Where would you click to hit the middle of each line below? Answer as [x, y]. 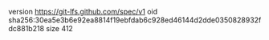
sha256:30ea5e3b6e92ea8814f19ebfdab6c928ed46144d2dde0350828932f [135, 20]
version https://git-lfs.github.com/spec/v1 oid [83, 12]
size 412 [59, 28]
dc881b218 [26, 28]
